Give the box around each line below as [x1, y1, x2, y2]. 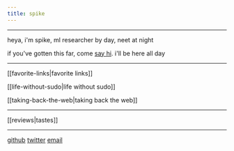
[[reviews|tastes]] [7, 116, 58, 124]
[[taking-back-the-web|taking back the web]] [7, 96, 138, 104]
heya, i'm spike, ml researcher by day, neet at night [7, 35, 154, 44]
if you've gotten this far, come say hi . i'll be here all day [7, 49, 166, 57]
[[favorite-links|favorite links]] [7, 69, 93, 77]
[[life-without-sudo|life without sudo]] [7, 82, 116, 91]
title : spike [7, 10, 45, 17]
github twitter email [7, 136, 63, 144]
